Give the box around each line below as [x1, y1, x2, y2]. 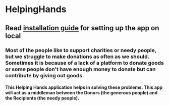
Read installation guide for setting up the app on [5, 24, 159, 32]
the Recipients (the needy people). [5, 95, 80, 101]
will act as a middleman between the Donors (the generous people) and [5, 90, 158, 96]
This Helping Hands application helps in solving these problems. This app [5, 84, 163, 90]
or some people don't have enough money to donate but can [5, 66, 156, 73]
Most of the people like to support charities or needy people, [5, 46, 156, 54]
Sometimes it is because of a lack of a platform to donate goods [5, 59, 164, 66]
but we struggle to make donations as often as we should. [5, 53, 150, 60]
